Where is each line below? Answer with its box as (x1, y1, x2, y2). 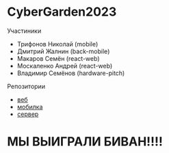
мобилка (16, 102, 43, 111)
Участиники (7, 27, 42, 35)
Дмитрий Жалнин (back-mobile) (16, 47, 110, 55)
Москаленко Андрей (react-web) (16, 61, 113, 70)
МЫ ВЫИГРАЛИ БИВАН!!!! (7, 134, 163, 150)
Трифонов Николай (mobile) (16, 40, 99, 48)
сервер (16, 110, 39, 118)
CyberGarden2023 (7, 4, 117, 20)
